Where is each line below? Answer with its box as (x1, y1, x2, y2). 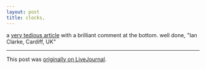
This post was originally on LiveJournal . (6, 56, 107, 63)
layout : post (6, 9, 40, 15)
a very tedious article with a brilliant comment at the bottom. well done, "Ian (6, 31, 197, 38)
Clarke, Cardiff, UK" (6, 38, 56, 45)
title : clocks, (6, 15, 45, 21)
